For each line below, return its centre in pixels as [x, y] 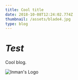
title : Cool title [24, 10]
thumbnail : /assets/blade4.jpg [38, 19]
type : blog [17, 24]
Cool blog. [16, 62]
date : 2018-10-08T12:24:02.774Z [39, 14]
